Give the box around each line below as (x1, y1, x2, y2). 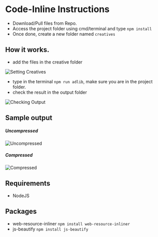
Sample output (5, 113, 53, 122)
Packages (5, 207, 37, 216)
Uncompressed (5, 128, 38, 134)
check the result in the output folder (12, 89, 87, 95)
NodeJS (12, 193, 30, 199)
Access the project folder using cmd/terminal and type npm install (12, 25, 152, 31)
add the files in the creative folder (12, 59, 83, 65)
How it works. (5, 45, 49, 54)
